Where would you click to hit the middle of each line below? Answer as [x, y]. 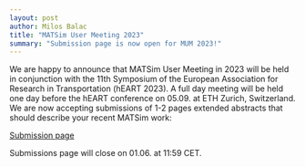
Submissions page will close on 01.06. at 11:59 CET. [106, 153]
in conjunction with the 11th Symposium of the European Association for [144, 79]
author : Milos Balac [49, 26]
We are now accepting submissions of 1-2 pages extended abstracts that [147, 108]
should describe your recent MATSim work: [91, 118]
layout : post [34, 18]
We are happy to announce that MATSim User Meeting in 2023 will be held [149, 69]
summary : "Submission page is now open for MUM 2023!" [116, 43]
